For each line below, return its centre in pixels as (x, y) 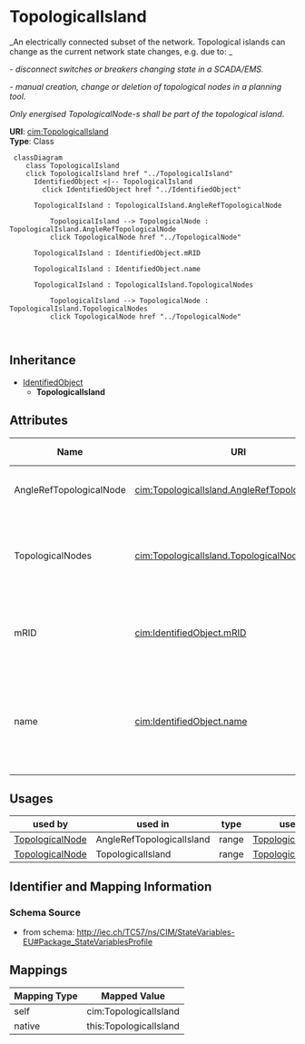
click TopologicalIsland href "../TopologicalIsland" (129, 173)
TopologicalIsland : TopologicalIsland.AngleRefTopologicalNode (157, 205)
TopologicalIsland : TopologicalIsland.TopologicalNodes (143, 285)
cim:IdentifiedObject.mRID (191, 633)
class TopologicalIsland (73, 165)
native (27, 1026)
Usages (31, 798)
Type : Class (32, 141)
